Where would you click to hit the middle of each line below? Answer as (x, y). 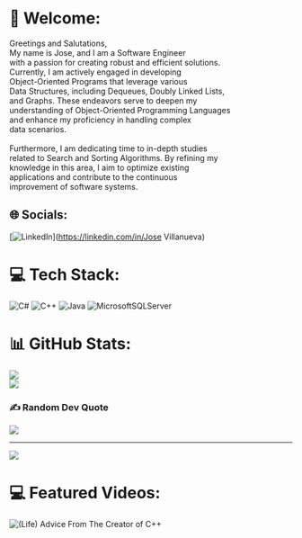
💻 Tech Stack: (65, 274)
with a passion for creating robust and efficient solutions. (115, 62)
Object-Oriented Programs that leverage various (98, 81)
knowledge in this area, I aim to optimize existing (99, 167)
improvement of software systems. (74, 186)
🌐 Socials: (39, 215)
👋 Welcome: (55, 18)
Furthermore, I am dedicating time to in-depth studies (109, 148)
